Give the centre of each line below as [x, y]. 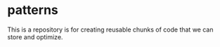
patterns [33, 10]
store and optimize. [35, 36]
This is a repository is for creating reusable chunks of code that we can [110, 29]
